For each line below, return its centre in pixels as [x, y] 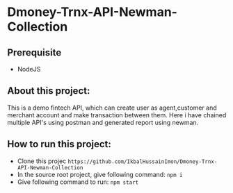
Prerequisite [34, 52]
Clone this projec [42, 161]
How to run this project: [59, 144]
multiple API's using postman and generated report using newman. [103, 122]
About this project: [49, 91]
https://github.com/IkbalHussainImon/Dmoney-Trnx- [143, 161]
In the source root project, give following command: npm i [100, 174]
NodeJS [29, 69]
